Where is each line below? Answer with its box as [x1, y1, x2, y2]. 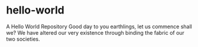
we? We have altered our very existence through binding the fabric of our [6, 29, 185, 36]
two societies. [6, 35, 40, 42]
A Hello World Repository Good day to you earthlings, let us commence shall [6, 23, 192, 30]
